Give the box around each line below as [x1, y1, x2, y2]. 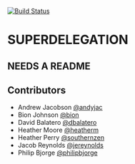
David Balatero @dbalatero [17, 118, 97, 127]
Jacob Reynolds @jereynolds [17, 141, 104, 150]
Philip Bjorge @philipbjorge [17, 148, 98, 157]
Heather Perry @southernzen [17, 133, 105, 142]
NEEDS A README [7, 60, 91, 72]
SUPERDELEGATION [7, 32, 129, 48]
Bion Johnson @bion [17, 111, 80, 119]
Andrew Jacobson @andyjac [17, 103, 103, 112]
